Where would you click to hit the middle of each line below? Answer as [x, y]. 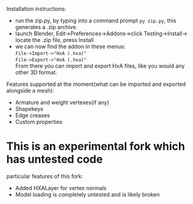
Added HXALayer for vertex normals [61, 188]
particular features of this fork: [45, 176]
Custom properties [39, 122]
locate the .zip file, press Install [54, 40]
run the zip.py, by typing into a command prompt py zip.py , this [96, 20]
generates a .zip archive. [46, 27]
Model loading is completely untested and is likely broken [87, 194]
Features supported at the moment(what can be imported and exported [96, 84]
